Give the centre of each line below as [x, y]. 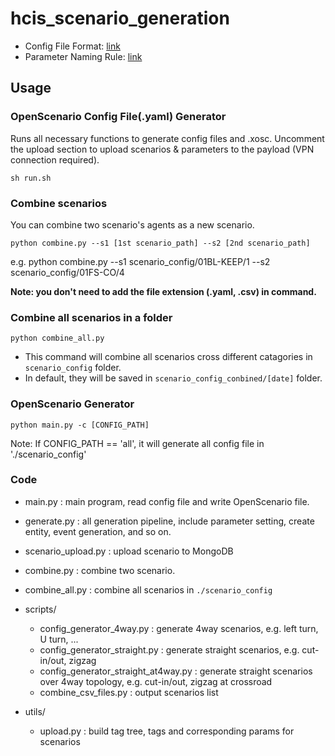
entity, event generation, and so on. [98, 531]
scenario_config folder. [73, 368]
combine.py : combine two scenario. [100, 570]
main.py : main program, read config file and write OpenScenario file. [167, 501]
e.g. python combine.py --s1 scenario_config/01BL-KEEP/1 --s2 [140, 261]
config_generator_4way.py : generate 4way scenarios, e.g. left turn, [179, 628]
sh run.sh [31, 178]
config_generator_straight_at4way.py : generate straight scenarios [176, 671]
